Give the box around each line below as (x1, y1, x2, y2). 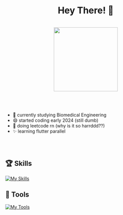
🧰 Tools (5, 190, 30, 199)
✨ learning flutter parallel (12, 128, 66, 134)
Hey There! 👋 (58, 5, 114, 16)
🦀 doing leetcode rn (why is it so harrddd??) (12, 122, 105, 128)
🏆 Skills (5, 159, 32, 168)
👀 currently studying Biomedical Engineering (12, 112, 107, 118)
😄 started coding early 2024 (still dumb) (12, 117, 99, 123)
